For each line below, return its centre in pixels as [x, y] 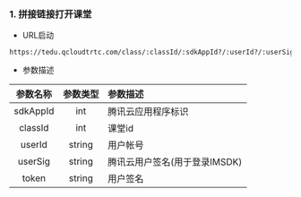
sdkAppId [34, 111]
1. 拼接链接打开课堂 [51, 13]
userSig [34, 161]
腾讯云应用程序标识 [148, 112]
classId [34, 128]
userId [34, 145]
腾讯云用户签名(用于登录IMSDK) [175, 162]
